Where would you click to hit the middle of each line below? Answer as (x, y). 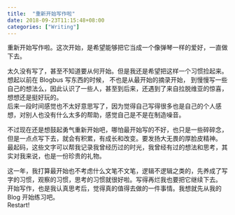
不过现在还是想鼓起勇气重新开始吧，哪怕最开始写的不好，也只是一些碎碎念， (117, 130)
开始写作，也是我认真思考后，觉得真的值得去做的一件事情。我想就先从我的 (114, 188)
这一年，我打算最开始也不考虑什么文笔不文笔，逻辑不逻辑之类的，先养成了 (114, 171)
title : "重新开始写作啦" (41, 14)
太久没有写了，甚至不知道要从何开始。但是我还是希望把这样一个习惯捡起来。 (117, 71)
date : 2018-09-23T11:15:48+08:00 (56, 20)
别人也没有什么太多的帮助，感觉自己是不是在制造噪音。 (105, 115)
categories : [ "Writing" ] (43, 27)
